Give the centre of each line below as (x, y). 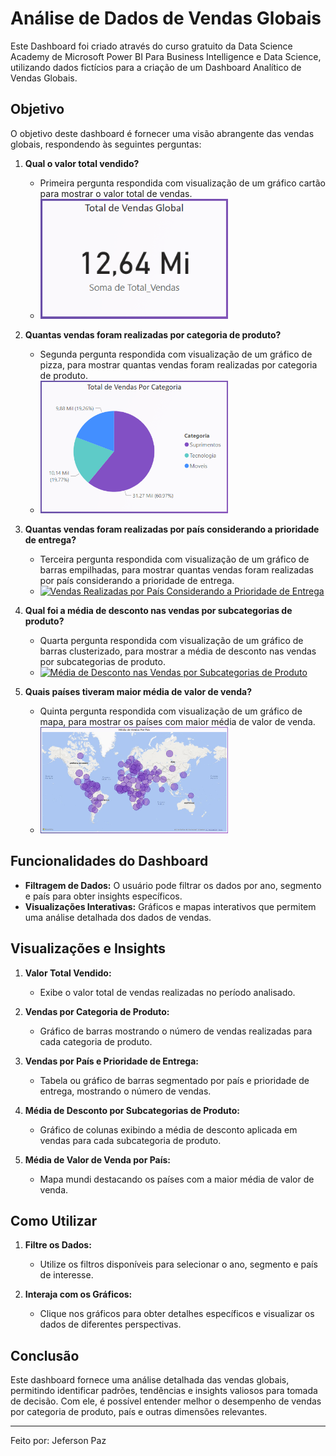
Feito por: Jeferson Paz (58, 1441)
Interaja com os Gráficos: (78, 1294)
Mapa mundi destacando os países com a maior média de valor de (177, 1179)
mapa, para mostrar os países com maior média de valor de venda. (177, 722)
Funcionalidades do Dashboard (109, 861)
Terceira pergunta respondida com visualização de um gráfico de (174, 559)
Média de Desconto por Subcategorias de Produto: (132, 1110)
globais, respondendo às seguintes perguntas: (106, 144)
